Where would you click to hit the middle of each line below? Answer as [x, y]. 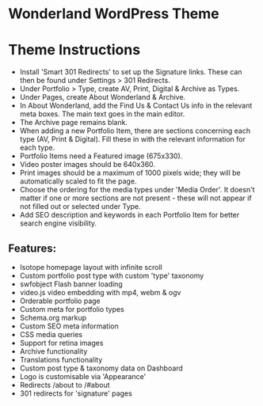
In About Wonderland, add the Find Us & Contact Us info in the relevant [136, 106]
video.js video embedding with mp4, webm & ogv [100, 292]
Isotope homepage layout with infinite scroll [91, 267]
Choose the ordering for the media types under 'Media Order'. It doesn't [137, 190]
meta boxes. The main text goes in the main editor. [102, 114]
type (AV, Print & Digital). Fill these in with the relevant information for [132, 139]
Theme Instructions [74, 50]
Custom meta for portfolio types [72, 309]
